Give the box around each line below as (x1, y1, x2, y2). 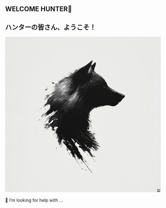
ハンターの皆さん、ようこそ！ (5, 23, 96, 31)
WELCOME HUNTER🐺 (5, 5, 73, 13)
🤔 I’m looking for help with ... (5, 197, 63, 203)
